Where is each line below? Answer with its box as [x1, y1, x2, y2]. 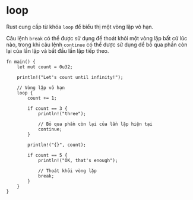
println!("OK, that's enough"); [37, 157, 118, 163]
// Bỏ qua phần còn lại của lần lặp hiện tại [37, 121, 153, 127]
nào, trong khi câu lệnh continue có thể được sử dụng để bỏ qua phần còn [6, 41, 188, 48]
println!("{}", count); [27, 142, 86, 148]
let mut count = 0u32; [17, 64, 73, 70]
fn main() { [6, 59, 36, 65]
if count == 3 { [27, 105, 68, 112]
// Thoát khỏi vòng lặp [37, 167, 97, 174]
